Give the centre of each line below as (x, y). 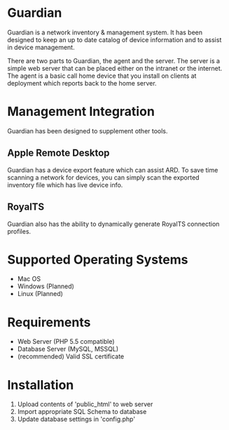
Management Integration (81, 112)
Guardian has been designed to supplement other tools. (88, 130)
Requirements (49, 322)
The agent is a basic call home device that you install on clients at (102, 76)
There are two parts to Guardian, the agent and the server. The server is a (114, 60)
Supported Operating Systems (98, 259)
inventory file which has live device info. (65, 184)
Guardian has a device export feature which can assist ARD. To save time (113, 170)
